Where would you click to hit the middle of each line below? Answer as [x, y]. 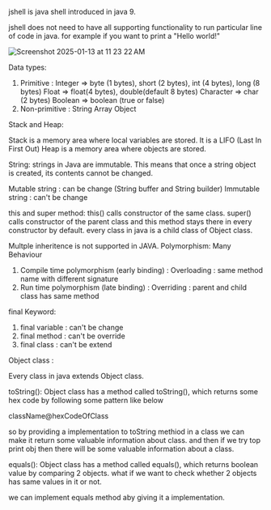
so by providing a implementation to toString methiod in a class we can [127, 431]
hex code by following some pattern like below [86, 400]
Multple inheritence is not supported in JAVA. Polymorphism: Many [120, 246]
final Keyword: [32, 312]
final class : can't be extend [66, 344]
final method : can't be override [72, 336]
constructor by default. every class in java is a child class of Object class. [131, 230]
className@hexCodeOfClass [59, 416]
